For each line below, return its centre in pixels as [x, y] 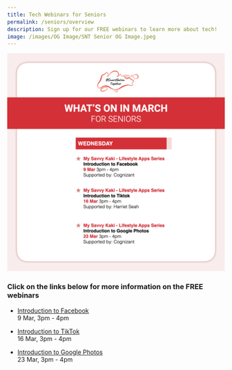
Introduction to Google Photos [60, 352]
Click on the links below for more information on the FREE [105, 287]
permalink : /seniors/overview [51, 22]
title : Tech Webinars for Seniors [57, 15]
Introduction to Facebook [53, 311]
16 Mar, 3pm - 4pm [44, 338]
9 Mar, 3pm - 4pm [43, 317]
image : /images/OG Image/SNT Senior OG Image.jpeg [81, 37]
